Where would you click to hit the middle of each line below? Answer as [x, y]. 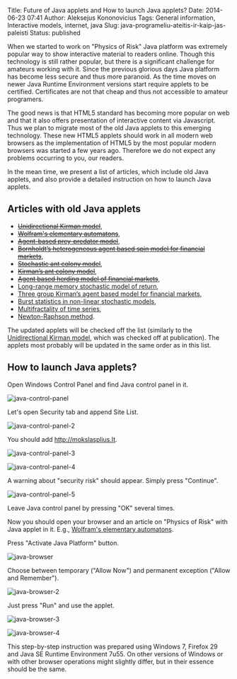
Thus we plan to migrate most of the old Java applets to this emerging [109, 128]
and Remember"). [33, 578]
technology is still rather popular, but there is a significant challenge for [111, 62]
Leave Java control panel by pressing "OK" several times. [91, 508]
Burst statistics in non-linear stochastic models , [87, 301]
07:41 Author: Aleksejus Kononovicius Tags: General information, [121, 18]
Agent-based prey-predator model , [69, 241]
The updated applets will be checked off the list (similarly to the [100, 330]
